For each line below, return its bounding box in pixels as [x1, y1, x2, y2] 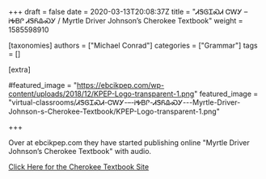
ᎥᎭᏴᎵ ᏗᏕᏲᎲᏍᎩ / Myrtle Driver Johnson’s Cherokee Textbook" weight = [8, 16, 244, 25]
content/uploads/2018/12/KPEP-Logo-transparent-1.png [8, 89, 195, 98]
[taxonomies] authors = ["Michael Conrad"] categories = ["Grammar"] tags [8, 40, 258, 50]
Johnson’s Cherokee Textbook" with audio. [8, 147, 152, 156]
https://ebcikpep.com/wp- [76, 81, 165, 89]
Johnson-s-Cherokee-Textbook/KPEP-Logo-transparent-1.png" [8, 106, 220, 116]
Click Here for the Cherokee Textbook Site [8, 162, 150, 172]
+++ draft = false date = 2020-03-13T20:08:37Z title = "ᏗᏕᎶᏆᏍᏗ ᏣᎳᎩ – [8, 7, 248, 16]
